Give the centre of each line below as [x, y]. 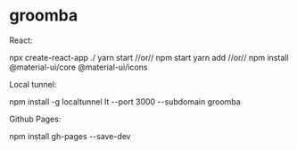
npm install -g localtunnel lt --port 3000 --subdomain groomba [125, 101]
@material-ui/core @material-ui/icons [78, 67]
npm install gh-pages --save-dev [70, 136]
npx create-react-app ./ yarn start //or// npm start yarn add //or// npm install [149, 57]
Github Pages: [35, 119]
